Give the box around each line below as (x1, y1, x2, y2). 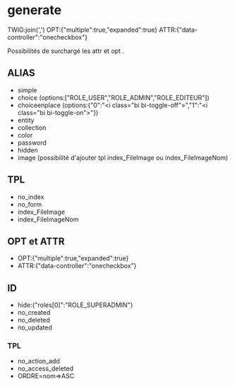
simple (17, 85, 37, 94)
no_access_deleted (17, 364, 74, 373)
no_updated (17, 323, 53, 332)
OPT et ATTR (7, 235, 65, 247)
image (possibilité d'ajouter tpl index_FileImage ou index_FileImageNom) (17, 153, 229, 162)
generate (7, 2, 62, 18)
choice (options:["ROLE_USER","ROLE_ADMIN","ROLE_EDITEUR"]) (17, 93, 210, 102)
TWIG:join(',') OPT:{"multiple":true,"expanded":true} (7, 25, 157, 34)
